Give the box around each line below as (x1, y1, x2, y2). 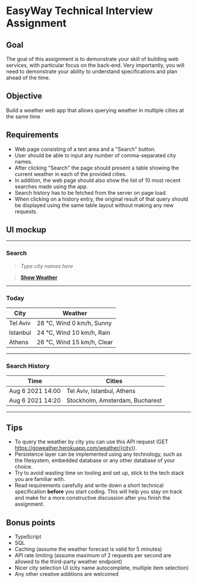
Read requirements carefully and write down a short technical (14, 482, 164, 489)
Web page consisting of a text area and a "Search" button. (14, 145, 156, 152)
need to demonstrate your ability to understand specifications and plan (6, 68, 178, 74)
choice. (14, 463, 33, 470)
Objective (6, 91, 43, 101)
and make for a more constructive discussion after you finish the (14, 494, 171, 501)
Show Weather (20, 274, 57, 281)
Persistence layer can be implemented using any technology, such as (14, 450, 182, 458)
